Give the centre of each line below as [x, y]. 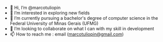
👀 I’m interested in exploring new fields [50, 13]
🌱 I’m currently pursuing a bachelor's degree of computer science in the [84, 18]
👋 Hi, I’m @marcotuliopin [35, 8]
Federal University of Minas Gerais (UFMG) [54, 23]
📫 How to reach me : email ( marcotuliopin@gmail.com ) [67, 34]
